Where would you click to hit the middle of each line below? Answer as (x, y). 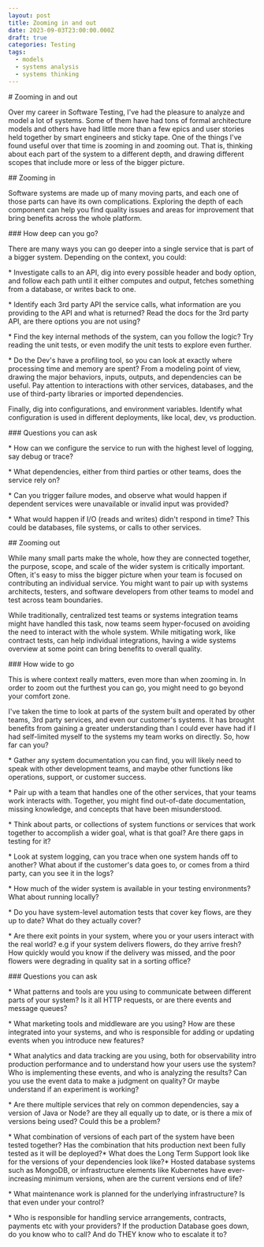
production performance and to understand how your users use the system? (132, 1064)
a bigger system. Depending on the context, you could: (97, 257)
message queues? (38, 1008)
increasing (25, 1178)
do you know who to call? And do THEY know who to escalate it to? (117, 1234)
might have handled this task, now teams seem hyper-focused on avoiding (129, 623)
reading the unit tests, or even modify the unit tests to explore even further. (130, 345)
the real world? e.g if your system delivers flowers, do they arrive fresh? (125, 944)
